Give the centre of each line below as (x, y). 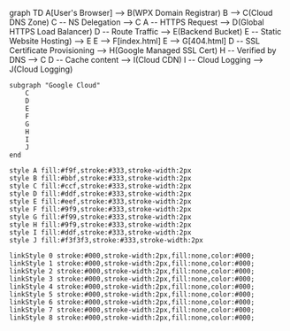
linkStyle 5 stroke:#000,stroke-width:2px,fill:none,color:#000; (132, 295)
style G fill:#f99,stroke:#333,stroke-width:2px (100, 217)
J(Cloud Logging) (41, 69)
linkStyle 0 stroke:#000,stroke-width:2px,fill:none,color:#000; (132, 256)
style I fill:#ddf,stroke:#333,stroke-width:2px (100, 233)
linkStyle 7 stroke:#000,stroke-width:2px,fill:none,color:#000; (132, 310)
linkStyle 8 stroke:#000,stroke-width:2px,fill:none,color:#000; (132, 318)
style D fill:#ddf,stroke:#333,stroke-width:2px (100, 194)
